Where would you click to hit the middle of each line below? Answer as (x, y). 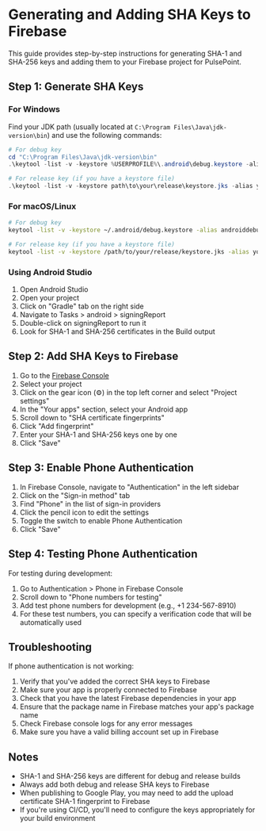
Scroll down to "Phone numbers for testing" (91, 597)
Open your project (49, 298)
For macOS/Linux (42, 206)
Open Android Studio (54, 289)
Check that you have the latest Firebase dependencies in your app (128, 699)
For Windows (34, 109)
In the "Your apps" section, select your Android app (104, 409)
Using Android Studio (50, 272)
